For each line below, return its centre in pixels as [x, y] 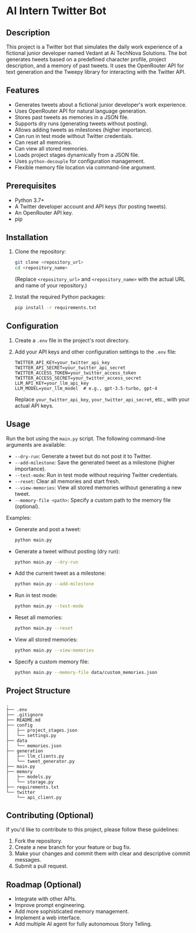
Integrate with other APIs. [45, 899]
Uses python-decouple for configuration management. [80, 161]
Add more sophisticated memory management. [72, 911]
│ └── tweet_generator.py [41, 761]
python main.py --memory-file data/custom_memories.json [86, 672]
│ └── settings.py [31, 735]
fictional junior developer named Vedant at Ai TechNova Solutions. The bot [97, 53]
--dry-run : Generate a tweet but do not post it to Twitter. [83, 456]
